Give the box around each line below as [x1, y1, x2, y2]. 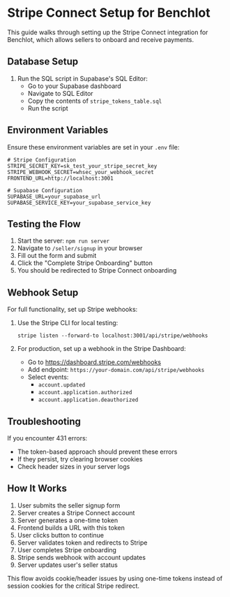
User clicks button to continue [17, 531, 105, 539]
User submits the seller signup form [17, 501, 121, 510]
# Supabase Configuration [7, 187, 82, 194]
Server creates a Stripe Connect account [17, 508, 135, 517]
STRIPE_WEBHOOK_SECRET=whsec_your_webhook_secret [7, 168, 155, 175]
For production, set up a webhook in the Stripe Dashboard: [17, 345, 186, 353]
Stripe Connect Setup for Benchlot [7, 5, 210, 21]
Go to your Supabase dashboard [27, 82, 122, 90]
